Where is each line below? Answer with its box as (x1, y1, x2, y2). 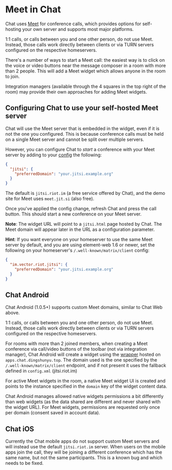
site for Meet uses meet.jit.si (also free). (5, 195, 94, 202)
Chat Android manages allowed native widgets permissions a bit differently (5, 393, 164, 400)
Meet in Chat (5, 4, 61, 15)
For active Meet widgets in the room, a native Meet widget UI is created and (5, 378, 166, 384)
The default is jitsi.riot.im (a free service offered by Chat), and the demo (5, 190, 165, 196)
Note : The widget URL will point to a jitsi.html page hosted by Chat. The (5, 221, 162, 227)
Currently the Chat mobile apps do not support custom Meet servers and (5, 438, 160, 444)
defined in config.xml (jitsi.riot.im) (5, 368, 78, 374)
